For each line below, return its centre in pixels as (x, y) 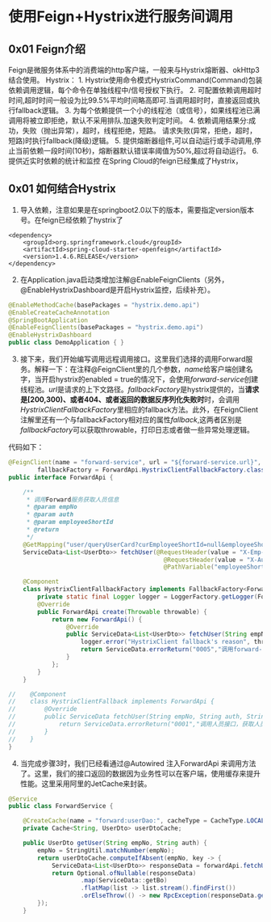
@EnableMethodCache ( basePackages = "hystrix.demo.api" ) (104, 305)
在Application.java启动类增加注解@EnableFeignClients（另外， (124, 279)
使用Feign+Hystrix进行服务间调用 (121, 17)
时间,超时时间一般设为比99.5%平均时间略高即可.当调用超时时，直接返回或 (131, 100)
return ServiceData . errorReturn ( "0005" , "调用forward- (171, 649)
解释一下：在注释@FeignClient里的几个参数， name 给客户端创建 (140, 370)
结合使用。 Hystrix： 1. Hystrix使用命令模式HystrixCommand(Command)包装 (135, 80)
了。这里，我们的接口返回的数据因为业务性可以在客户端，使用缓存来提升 (140, 773)
